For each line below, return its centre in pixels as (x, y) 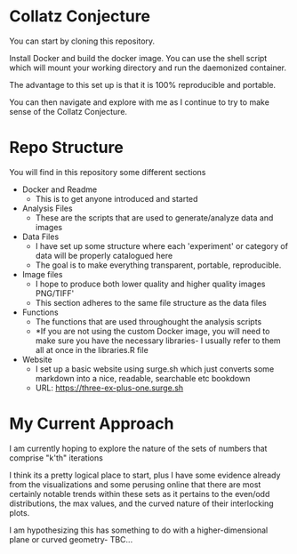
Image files (42, 274)
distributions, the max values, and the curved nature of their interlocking (141, 503)
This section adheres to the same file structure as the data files (151, 302)
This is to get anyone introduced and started (116, 198)
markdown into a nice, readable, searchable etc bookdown (143, 378)
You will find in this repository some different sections (108, 172)
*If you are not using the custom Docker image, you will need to (153, 331)
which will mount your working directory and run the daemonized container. (148, 68)
